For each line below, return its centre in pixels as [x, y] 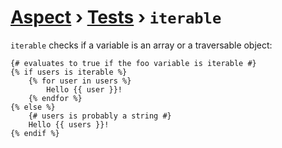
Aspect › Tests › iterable [116, 17]
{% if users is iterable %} [69, 72]
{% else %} [33, 107]
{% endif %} [35, 133]
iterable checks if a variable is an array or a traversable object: [141, 45]
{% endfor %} [55, 98]
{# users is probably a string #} [100, 116]
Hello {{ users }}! [69, 124]
